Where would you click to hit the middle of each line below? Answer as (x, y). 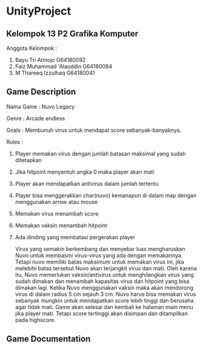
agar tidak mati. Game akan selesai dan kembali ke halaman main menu (104, 307)
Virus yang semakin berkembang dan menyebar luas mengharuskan (100, 249)
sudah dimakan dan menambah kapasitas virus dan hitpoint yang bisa (102, 281)
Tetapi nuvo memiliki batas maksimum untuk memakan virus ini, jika (100, 262)
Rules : (15, 142)
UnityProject (39, 11)
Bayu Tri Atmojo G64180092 (50, 60)
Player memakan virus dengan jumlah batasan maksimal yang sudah (100, 154)
